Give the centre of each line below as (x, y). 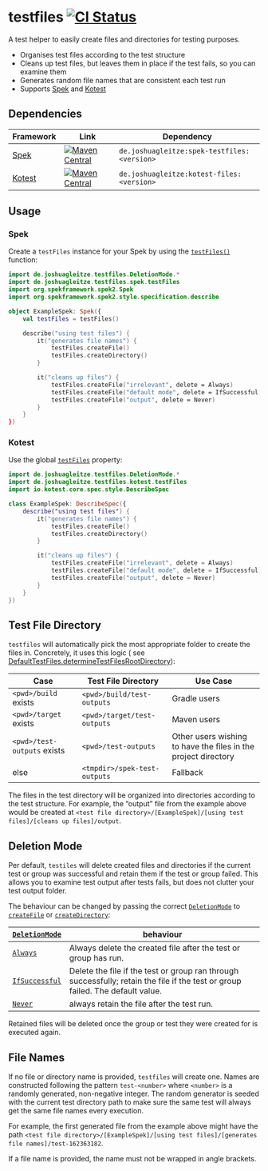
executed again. (35, 1033)
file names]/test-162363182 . (56, 1143)
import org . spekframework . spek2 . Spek (71, 290)
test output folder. (37, 891)
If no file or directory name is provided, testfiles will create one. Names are (134, 1077)
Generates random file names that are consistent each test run (122, 80)
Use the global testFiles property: (65, 460)
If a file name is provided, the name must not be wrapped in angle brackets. (132, 1158)
